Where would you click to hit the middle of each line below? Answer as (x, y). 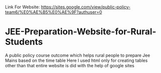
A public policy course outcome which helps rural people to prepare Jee (78, 55)
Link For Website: (22, 7)
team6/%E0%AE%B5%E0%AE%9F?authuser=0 (54, 12)
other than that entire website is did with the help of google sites (70, 65)
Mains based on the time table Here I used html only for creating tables (76, 60)
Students (24, 42)
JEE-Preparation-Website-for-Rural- (81, 32)
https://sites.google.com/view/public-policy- (86, 7)
